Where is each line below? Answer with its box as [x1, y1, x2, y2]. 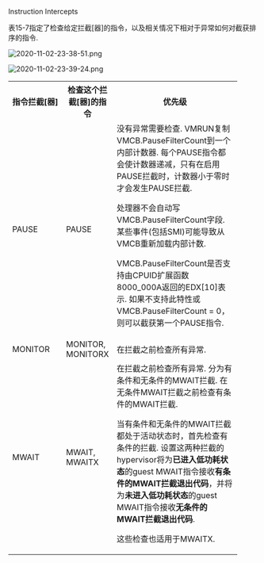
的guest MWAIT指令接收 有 [124, 466, 224, 477]
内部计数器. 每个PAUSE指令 [116, 147, 219, 158]
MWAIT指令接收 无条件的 [116, 502, 208, 512]
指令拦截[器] [12, 97, 59, 107]
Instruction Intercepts [8, 7, 78, 16]
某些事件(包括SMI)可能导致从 [116, 226, 225, 237]
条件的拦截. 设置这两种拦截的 [116, 442, 224, 453]
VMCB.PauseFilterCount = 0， [116, 305, 230, 316]
